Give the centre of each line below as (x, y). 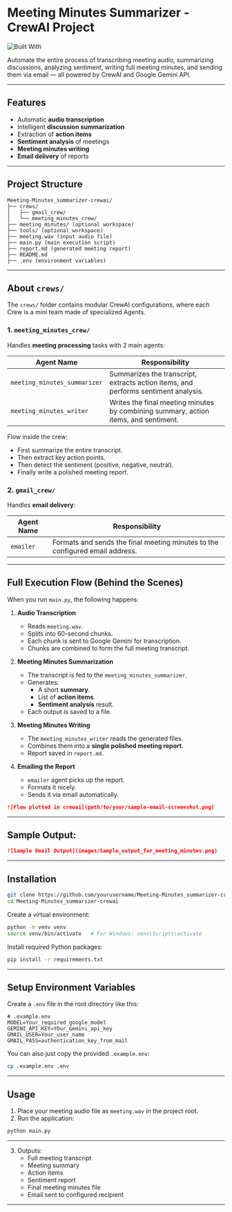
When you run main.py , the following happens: (73, 599)
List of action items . (66, 697)
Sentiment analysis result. (76, 704)
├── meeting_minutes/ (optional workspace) (71, 224)
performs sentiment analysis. (156, 391)
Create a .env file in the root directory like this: (73, 1004)
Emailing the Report (46, 766)
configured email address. (95, 550)
